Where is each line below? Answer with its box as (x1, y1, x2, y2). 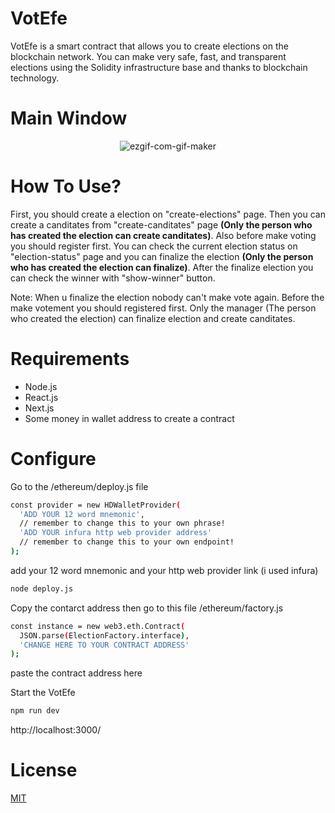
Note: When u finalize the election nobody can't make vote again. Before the (10, 291, 325, 303)
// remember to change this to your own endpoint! (19, 537, 235, 547)
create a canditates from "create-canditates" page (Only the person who (10, 218, 313, 231)
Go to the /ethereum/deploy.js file (10, 480, 149, 492)
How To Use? (10, 175, 122, 198)
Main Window (10, 107, 128, 130)
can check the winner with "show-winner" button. (10, 272, 216, 284)
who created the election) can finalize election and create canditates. (10, 312, 296, 324)
